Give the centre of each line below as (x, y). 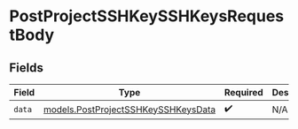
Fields (27, 68)
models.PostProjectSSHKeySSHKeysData (129, 110)
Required (243, 92)
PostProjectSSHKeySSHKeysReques (147, 16)
